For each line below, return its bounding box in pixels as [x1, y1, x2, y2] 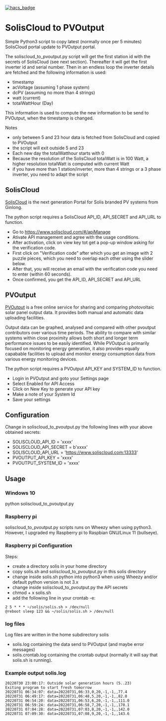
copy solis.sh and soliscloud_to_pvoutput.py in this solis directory [12, 568, 146, 574]
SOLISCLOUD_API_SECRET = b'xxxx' [12, 444, 88, 450]
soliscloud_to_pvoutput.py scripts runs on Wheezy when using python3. [5, 524, 152, 530]
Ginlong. [5, 204, 22, 210]
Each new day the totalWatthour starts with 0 [12, 150, 105, 156]
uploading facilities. [5, 314, 45, 320]
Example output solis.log [5, 669, 66, 676]
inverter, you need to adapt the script [12, 171, 88, 177]
